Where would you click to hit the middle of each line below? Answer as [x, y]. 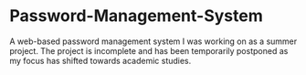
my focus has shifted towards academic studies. [100, 60]
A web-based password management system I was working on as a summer [153, 41]
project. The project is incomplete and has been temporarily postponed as [149, 50]
